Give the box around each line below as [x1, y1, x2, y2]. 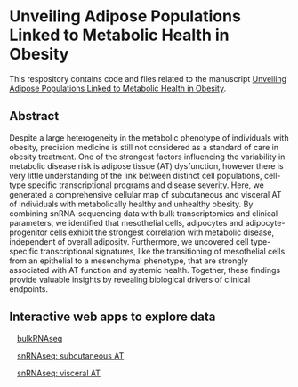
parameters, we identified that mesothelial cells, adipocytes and [9, 217, 244, 228]
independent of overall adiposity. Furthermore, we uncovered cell [9, 236, 249, 246]
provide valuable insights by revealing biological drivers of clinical [9, 274, 251, 285]
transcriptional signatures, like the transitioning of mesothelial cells [40, 246, 286, 256]
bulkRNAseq [17, 333, 63, 343]
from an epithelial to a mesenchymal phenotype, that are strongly [9, 255, 249, 266]
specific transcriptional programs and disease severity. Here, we [28, 180, 264, 190]
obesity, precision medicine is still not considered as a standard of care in [9, 141, 278, 152]
